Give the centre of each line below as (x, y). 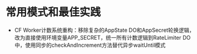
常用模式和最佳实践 (53, 12)
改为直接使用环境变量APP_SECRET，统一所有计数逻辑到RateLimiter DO (102, 37)
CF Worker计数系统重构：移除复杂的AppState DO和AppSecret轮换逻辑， (105, 30)
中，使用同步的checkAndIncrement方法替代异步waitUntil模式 (90, 45)
